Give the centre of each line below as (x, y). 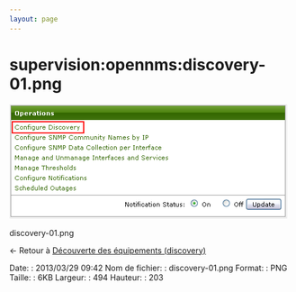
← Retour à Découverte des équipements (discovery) (108, 250)
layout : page (34, 19)
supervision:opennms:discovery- (138, 64)
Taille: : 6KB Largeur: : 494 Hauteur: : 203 (86, 277)
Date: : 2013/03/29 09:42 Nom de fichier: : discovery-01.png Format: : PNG (148, 268)
